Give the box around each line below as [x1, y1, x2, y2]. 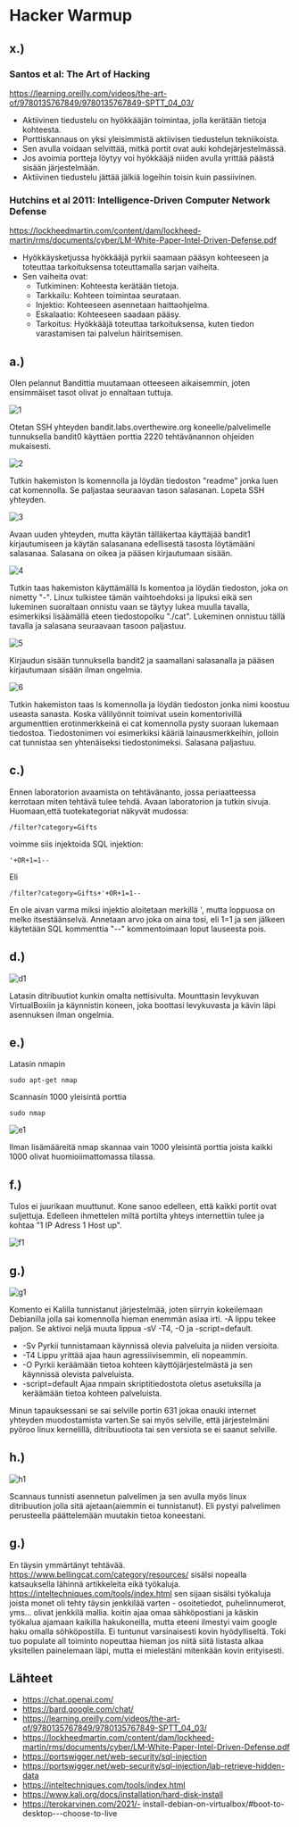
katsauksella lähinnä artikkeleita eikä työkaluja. [9, 1578, 181, 1589]
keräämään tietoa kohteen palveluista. [21, 1388, 162, 1398]
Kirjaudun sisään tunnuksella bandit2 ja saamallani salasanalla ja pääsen [9, 655, 275, 665]
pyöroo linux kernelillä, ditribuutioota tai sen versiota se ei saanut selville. [9, 1424, 278, 1435]
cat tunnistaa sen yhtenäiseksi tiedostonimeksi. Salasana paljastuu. [9, 737, 257, 747]
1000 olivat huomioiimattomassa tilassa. [9, 1151, 156, 1162]
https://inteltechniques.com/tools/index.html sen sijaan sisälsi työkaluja [9, 1588, 271, 1598]
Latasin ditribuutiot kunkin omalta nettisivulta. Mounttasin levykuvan [9, 990, 260, 1001]
